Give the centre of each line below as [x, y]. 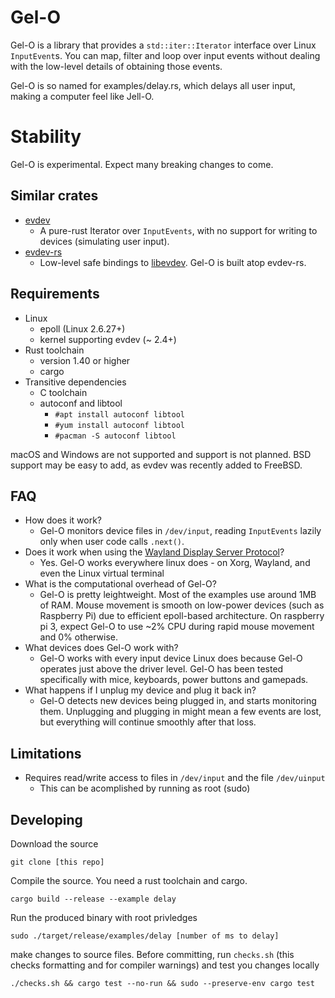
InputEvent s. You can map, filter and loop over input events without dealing [165, 55]
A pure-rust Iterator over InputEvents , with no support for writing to [178, 230]
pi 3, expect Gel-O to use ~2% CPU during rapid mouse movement [177, 627]
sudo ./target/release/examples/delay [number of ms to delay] [145, 936]
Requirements [55, 294]
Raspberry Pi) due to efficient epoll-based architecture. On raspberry [182, 616]
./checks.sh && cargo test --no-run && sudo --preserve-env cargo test [162, 983]
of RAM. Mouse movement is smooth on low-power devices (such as [182, 605]
